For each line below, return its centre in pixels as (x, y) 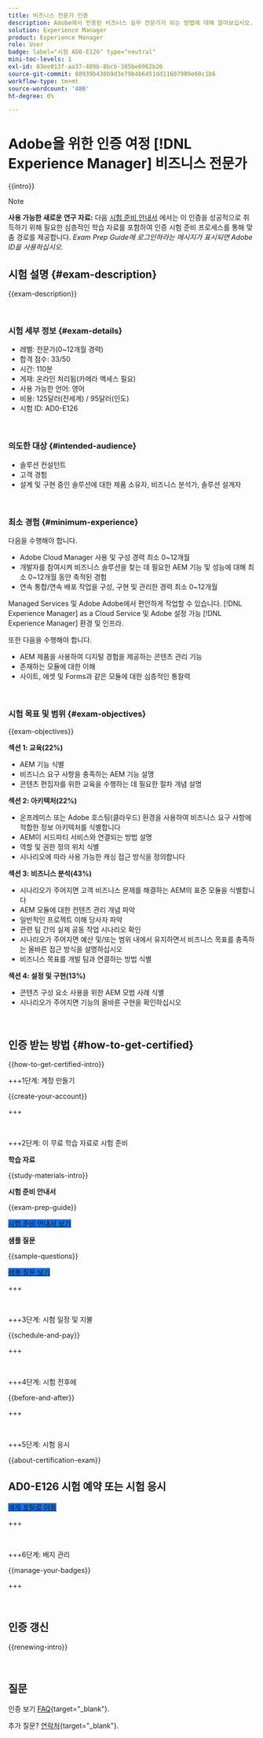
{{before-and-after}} (41, 1398)
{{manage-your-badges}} (50, 1570)
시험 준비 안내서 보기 (40, 1223)
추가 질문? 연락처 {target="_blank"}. (64, 1726)
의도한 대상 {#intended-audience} (73, 446)
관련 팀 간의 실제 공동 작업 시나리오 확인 (80, 930)
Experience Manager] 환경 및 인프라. (66, 623)
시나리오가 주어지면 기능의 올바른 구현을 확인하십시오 (100, 1002)
